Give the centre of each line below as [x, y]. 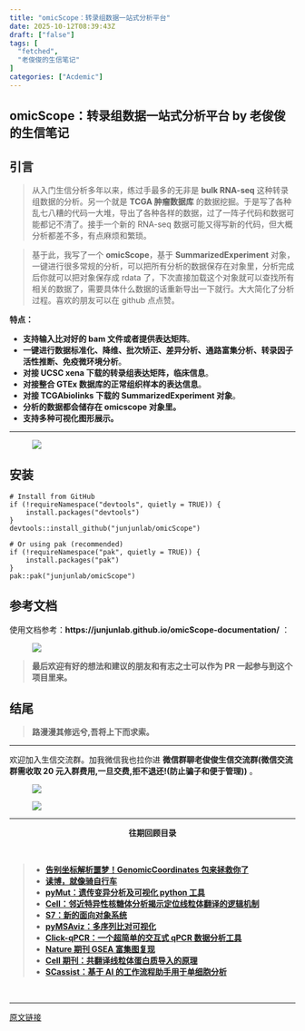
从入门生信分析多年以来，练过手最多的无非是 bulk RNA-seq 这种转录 [160, 190]
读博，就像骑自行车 [81, 881]
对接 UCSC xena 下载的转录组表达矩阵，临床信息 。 [118, 372]
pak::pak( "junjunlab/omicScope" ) [73, 576]
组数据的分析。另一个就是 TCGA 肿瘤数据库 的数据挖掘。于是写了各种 [162, 201]
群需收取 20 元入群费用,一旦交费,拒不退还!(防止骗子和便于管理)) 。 [133, 771]
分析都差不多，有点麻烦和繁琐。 [91, 235]
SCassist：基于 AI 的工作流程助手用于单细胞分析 [136, 972]
